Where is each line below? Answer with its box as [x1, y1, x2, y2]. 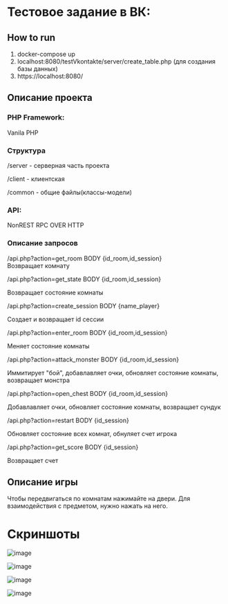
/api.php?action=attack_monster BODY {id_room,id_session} [7, 355, 180, 364]
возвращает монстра [7, 376, 70, 384]
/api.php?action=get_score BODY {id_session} [7, 443, 139, 451]
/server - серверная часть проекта [7, 161, 110, 169]
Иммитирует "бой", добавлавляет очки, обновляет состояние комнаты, [7, 368, 219, 377]
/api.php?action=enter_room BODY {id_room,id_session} [7, 328, 168, 337]
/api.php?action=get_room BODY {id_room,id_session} [7, 254, 162, 263]
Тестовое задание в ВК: [7, 4, 151, 20]
